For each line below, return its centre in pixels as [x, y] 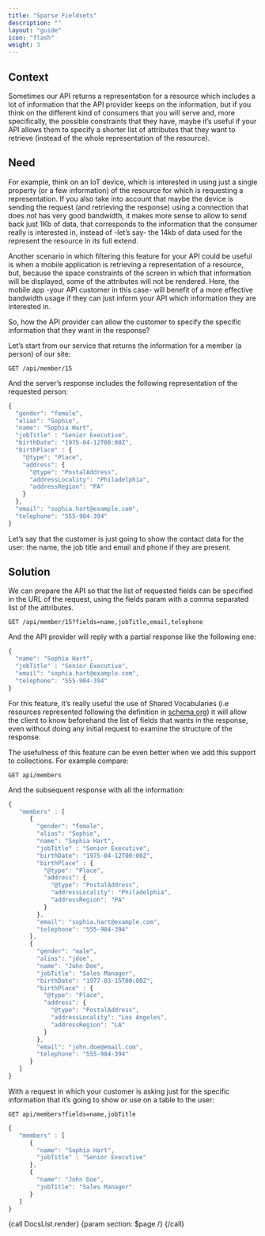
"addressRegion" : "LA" [88, 1025]
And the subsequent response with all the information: [97, 790]
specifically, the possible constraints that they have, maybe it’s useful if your [132, 121]
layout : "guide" [35, 30]
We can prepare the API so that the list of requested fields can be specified [131, 591]
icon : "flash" [32, 38]
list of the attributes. [41, 608]
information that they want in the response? [79, 330]
